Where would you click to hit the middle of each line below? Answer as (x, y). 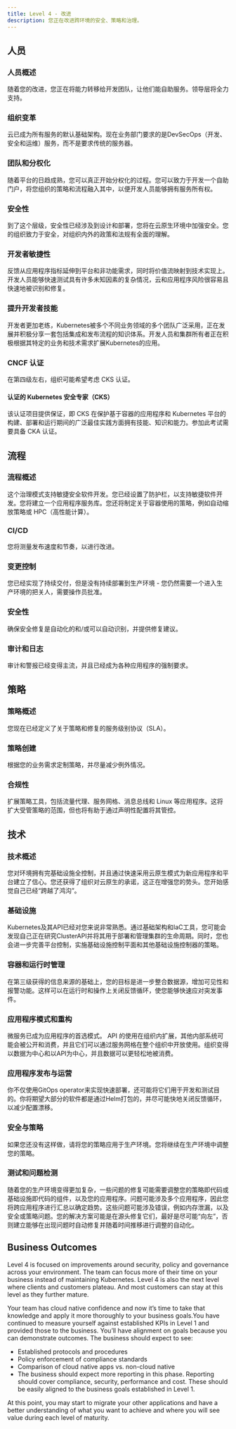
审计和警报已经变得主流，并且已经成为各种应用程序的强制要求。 (99, 665)
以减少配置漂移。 (32, 1108)
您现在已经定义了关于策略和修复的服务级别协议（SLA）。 (88, 728)
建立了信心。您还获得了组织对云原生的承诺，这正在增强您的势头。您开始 (118, 882)
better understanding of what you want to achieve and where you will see (113, 1410)
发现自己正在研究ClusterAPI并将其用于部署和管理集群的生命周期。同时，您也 (118, 936)
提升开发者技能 (33, 308)
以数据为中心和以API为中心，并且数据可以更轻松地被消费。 (92, 1053)
